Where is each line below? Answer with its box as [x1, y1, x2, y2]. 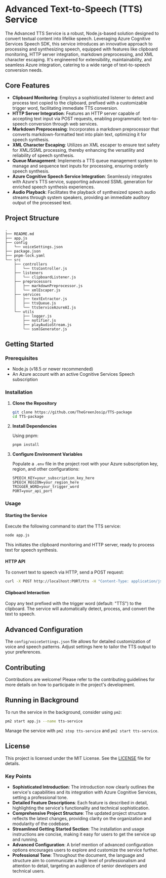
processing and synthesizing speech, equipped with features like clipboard [5, 46, 158, 52]
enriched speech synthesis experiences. [12, 184, 95, 190]
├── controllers [14, 262, 48, 266]
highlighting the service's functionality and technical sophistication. [12, 805, 150, 811]
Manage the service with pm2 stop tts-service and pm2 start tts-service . [5, 728, 159, 734]
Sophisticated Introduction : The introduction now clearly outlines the [12, 784, 155, 790]
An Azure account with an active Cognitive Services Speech [12, 371, 135, 377]
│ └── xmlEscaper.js [14, 288, 61, 293]
